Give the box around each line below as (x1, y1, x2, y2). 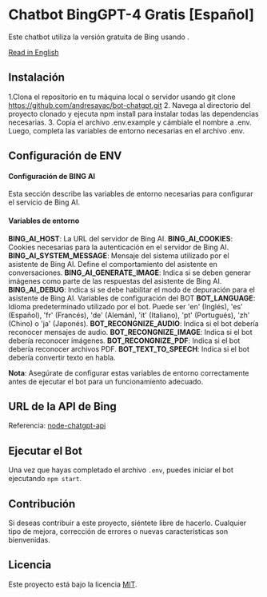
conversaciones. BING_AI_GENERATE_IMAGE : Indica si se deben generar (8, 268, 251, 277)
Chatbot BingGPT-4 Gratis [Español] (8, 6, 254, 24)
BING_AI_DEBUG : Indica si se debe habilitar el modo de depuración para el (8, 285, 256, 294)
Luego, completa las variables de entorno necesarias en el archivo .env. (8, 125, 245, 135)
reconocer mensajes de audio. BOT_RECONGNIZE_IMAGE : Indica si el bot (8, 327, 253, 336)
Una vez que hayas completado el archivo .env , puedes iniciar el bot (8, 465, 233, 475)
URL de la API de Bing (8, 400, 118, 413)
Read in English (8, 47, 59, 57)
